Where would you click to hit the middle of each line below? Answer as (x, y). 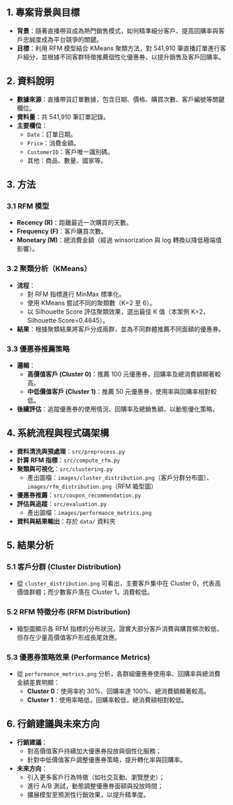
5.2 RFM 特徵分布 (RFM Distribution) (68, 612)
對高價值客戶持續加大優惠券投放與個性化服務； (94, 750)
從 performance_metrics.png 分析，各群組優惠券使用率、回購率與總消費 (119, 674)
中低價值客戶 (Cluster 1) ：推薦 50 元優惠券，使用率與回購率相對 (119, 391)
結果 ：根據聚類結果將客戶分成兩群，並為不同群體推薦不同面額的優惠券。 (120, 329)
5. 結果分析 (30, 545)
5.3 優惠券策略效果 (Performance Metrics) (78, 657)
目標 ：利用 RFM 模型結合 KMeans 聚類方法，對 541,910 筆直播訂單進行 (118, 48)
